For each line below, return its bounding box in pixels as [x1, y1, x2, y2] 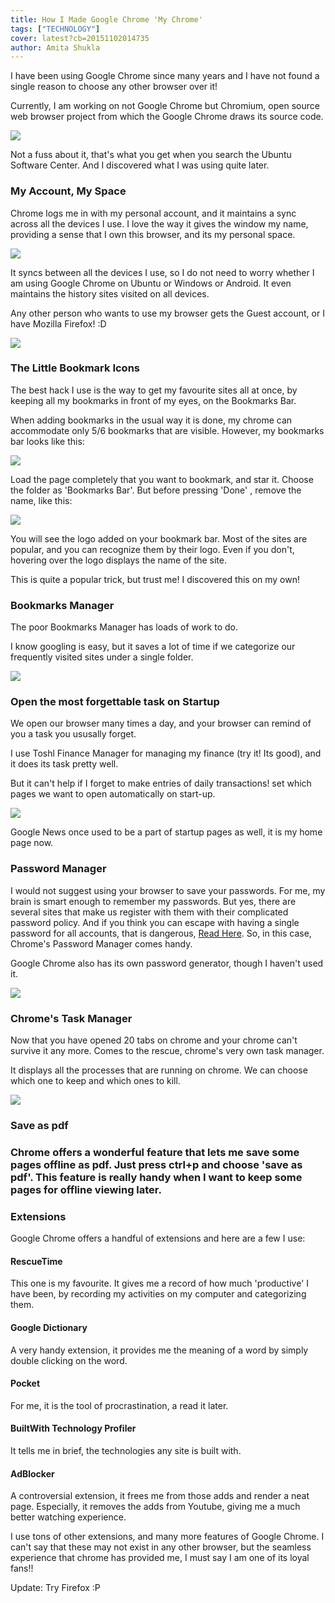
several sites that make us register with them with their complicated [10, 906, 289, 918]
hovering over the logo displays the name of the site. [10, 554, 228, 566]
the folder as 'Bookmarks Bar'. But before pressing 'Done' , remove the [10, 484, 302, 496]
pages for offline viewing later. [10, 1182, 162, 1196]
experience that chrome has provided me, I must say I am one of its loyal [10, 1552, 310, 1564]
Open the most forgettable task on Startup [10, 695, 220, 709]
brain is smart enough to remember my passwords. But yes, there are [10, 895, 297, 907]
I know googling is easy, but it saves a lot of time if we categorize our [10, 641, 296, 653]
